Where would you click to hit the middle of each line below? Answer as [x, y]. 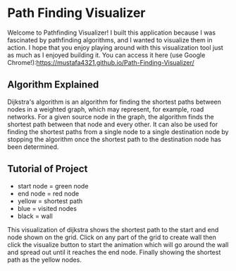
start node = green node [53, 186]
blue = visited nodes [47, 208]
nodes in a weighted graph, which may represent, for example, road [106, 109]
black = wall [35, 216]
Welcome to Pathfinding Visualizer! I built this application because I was [112, 32]
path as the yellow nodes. [45, 260]
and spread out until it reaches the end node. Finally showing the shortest [114, 252]
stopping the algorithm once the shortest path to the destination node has [114, 139]
